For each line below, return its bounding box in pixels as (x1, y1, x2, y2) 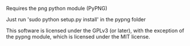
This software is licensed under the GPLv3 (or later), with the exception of (6, 27, 185, 34)
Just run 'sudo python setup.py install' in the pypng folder (6, 16, 146, 22)
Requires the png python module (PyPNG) (6, 5, 107, 11)
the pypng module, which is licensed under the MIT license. (6, 33, 151, 40)
